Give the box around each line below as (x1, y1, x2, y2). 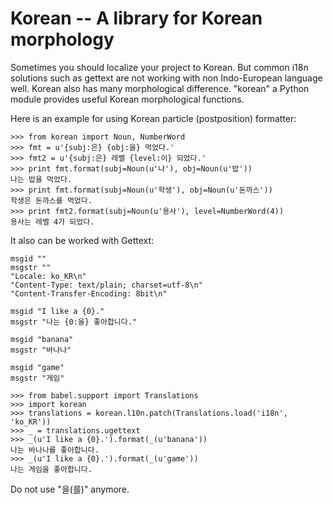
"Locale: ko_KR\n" (10, 271, 87, 281)
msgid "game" (10, 362, 65, 372)
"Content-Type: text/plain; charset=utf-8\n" (10, 280, 203, 290)
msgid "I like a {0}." (10, 306, 105, 316)
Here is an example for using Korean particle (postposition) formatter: (10, 112, 297, 124)
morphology (10, 28, 115, 51)
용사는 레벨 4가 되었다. (10, 217, 95, 227)
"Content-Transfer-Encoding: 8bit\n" (10, 288, 168, 299)
